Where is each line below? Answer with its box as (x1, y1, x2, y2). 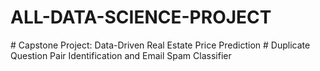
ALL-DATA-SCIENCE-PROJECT (10, 6, 272, 29)
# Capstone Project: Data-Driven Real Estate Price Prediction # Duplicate (10, 39, 311, 51)
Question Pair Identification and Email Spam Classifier (10, 49, 232, 61)
